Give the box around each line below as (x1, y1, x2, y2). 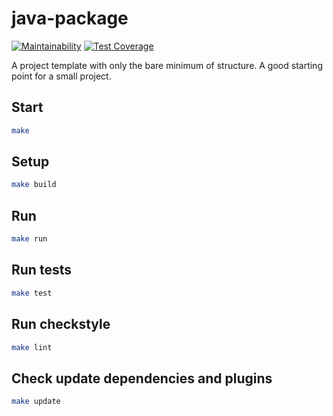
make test (11, 288, 53, 298)
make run (11, 234, 48, 244)
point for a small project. (11, 70, 112, 82)
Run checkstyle (11, 316, 111, 333)
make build (11, 180, 57, 190)
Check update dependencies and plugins (11, 370, 273, 387)
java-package (11, 7, 129, 30)
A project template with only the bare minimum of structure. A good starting (11, 59, 323, 71)
